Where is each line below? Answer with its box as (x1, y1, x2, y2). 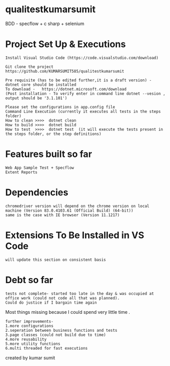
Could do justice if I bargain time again (5, 300, 97, 305)
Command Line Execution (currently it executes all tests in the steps (5, 109, 161, 114)
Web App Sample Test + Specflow (5, 165, 74, 170)
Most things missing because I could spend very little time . (5, 309, 130, 315)
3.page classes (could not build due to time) (5, 332, 106, 337)
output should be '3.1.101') (5, 96, 67, 101)
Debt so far (5, 274, 54, 286)
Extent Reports (5, 170, 38, 175)
